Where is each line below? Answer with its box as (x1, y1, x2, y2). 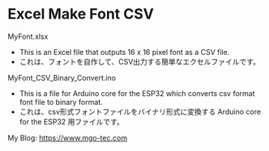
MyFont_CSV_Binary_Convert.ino (7, 73, 117, 82)
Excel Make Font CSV (7, 5, 155, 23)
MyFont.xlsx (7, 31, 49, 41)
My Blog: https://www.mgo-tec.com (7, 132, 127, 142)
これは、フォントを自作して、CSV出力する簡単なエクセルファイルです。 (19, 57, 261, 66)
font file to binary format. (19, 97, 103, 107)
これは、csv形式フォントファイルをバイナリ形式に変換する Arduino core (19, 107, 261, 116)
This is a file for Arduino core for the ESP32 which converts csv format (19, 88, 256, 98)
